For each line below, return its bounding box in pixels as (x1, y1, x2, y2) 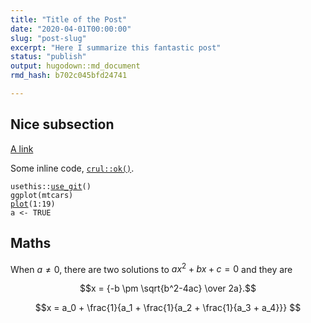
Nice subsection (10, 116, 115, 133)
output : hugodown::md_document (10, 61, 141, 71)
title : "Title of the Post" (10, 14, 128, 25)
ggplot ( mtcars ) (10, 190, 74, 200)
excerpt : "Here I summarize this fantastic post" (10, 42, 222, 53)
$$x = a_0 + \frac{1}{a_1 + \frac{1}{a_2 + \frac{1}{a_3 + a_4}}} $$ (34, 302, 302, 314)
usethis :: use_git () (10, 181, 92, 191)
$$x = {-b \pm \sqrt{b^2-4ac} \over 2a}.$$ (79, 282, 257, 295)
